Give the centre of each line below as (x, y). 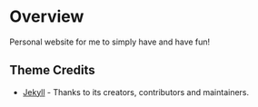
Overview (47, 17)
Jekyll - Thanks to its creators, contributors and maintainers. (136, 92)
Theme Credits (52, 70)
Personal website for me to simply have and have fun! (110, 42)
